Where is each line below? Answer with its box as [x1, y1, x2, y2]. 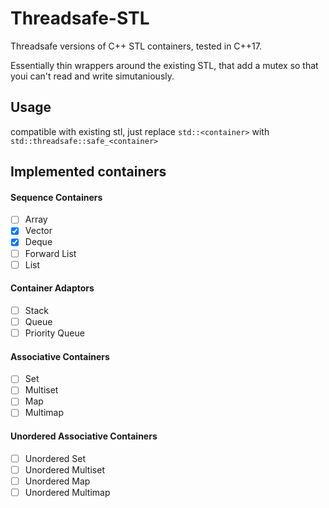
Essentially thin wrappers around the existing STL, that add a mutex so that [10, 59, 319, 71]
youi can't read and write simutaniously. [10, 70, 175, 82]
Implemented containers [10, 163, 167, 181]
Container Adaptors [10, 282, 95, 294]
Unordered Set [24, 452, 87, 464]
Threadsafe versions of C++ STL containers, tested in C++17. [10, 40, 263, 52]
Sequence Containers [10, 191, 103, 203]
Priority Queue [24, 327, 85, 339]
